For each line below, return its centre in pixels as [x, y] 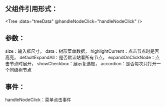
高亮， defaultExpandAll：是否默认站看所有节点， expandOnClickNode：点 [82, 57]
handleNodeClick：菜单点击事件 [38, 100]
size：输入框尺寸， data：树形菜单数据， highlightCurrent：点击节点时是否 [82, 51]
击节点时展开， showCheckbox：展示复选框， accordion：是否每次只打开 [81, 63]
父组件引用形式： [31, 9]
